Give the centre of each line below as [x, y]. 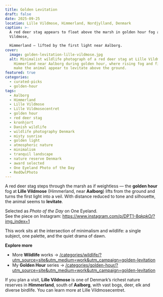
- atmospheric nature [31, 145]
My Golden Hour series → [38, 265]
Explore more [19, 245]
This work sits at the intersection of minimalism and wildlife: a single [73, 231]
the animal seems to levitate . [34, 202]
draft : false [18, 14]
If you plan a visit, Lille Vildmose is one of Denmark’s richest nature [73, 280]
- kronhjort [22, 122]
